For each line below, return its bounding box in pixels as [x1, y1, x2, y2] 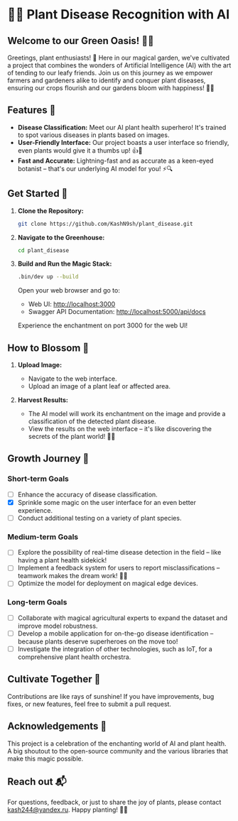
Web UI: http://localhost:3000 [28, 300, 116, 308]
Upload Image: [17, 361, 63, 369]
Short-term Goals [7, 474, 70, 484]
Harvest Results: [17, 396, 69, 404]
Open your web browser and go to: [17, 286, 121, 295]
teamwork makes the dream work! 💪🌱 [17, 572, 128, 580]
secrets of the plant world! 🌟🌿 [28, 433, 116, 441]
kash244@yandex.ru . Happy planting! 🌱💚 [7, 805, 128, 814]
